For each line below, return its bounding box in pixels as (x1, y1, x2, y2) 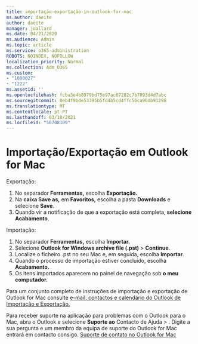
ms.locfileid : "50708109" (6, 120, 70, 126)
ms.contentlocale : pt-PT (6, 109, 68, 115)
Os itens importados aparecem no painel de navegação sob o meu (14, 270, 179, 277)
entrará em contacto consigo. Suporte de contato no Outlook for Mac (6, 331, 177, 338)
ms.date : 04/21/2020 (6, 31, 58, 37)
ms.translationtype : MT (6, 103, 66, 109)
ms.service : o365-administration (6, 48, 89, 54)
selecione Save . (14, 202, 55, 210)
